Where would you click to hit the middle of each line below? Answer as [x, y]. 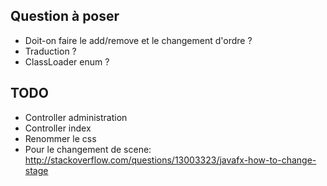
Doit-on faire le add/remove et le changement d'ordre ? [138, 40]
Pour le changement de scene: [88, 149]
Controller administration [76, 117]
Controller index [58, 128]
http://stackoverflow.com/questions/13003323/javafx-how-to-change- [170, 160]
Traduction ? [50, 51]
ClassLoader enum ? [67, 61]
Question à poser [65, 16]
